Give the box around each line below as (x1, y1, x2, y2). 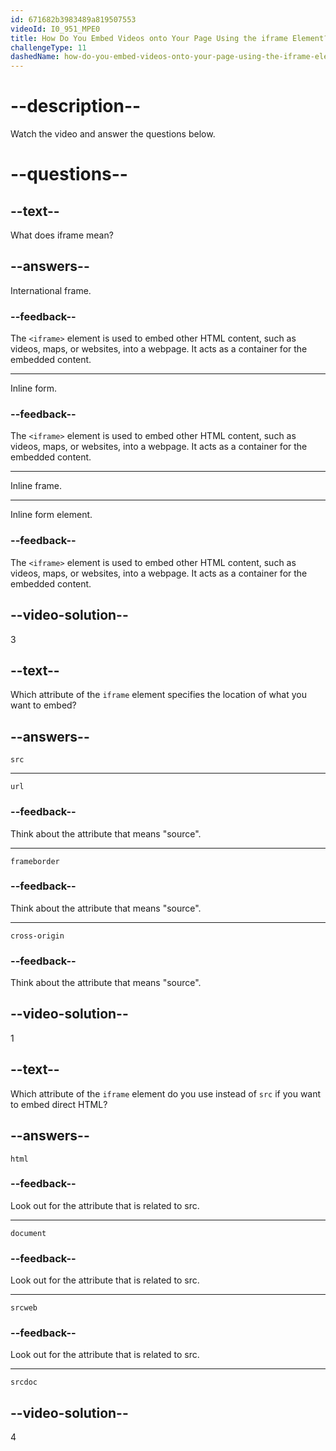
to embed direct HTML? (10, 1098, 108, 1110)
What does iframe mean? (10, 229, 114, 241)
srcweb (10, 1303, 38, 1313)
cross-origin (10, 931, 65, 941)
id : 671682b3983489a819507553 (10, 14, 137, 25)
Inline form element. (10, 509, 93, 521)
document (10, 1228, 47, 1238)
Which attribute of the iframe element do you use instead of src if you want (10, 1087, 322, 1100)
